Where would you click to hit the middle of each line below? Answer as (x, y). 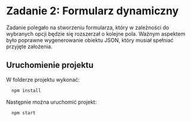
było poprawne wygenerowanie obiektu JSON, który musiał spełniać (90, 40)
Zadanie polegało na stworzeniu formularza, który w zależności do (88, 27)
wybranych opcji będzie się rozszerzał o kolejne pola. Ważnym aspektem (96, 33)
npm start (24, 113)
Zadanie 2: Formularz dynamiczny (93, 11)
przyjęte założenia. (29, 46)
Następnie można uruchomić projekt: (51, 102)
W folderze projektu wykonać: (43, 79)
